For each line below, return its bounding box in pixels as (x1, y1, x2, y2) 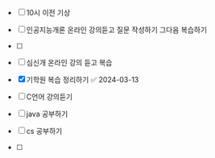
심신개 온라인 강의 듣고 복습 (26, 58, 113, 67)
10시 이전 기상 (26, 8, 71, 17)
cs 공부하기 (26, 127, 63, 135)
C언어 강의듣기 (26, 92, 73, 102)
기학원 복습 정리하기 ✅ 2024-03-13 (26, 75, 139, 84)
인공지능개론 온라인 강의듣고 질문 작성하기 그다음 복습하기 (26, 25, 208, 35)
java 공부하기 (26, 109, 68, 118)
